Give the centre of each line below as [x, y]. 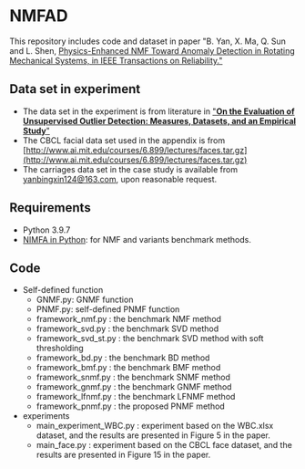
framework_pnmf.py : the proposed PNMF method [130, 406]
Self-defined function [63, 290]
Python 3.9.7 [46, 230]
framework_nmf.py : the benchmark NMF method [128, 319]
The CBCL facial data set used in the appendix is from [124, 140]
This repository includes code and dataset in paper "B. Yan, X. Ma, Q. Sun [148, 41]
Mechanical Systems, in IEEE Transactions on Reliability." [116, 60]
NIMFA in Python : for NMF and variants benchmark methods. [137, 239]
